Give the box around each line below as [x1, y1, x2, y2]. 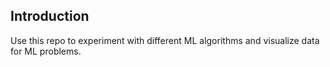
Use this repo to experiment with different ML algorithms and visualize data [10, 34, 320, 46]
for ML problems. [10, 45, 82, 57]
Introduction [10, 8, 90, 25]
